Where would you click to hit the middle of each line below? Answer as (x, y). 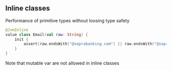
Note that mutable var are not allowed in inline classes (62, 63)
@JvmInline (17, 30)
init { (21, 39)
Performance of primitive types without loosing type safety (67, 20)
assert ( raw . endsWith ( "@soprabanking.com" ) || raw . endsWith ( (89, 44)
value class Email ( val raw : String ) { (47, 34)
